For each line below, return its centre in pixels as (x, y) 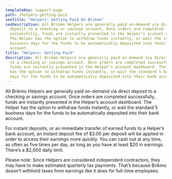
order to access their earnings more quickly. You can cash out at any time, (84, 139)
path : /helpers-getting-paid (36, 15)
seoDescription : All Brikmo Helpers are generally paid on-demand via (82, 24)
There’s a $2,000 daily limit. (35, 150)
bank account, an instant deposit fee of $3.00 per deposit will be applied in (84, 133)
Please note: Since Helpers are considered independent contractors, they (83, 160)
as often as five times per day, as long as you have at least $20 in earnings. (85, 144)
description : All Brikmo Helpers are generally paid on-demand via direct (87, 58)
